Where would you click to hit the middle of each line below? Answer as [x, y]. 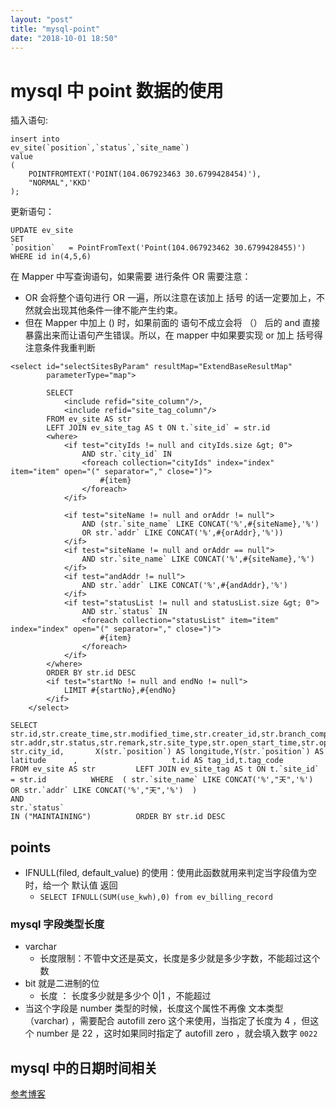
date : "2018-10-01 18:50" [64, 38]
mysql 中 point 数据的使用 [117, 90]
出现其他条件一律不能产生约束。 [117, 310]
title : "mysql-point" [55, 29]
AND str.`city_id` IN [126, 454]
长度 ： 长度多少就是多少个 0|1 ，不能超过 [125, 996]
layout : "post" [42, 19]
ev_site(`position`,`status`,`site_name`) [100, 148]
